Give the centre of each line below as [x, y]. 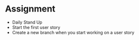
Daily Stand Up [27, 22]
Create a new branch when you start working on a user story [73, 32]
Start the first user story [36, 27]
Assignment [30, 9]
